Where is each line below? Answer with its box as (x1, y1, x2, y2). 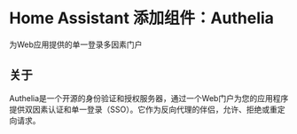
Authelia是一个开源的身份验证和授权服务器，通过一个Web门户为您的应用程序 (9, 92, 289, 103)
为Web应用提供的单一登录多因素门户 (9, 39, 143, 50)
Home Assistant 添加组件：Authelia (9, 8, 275, 28)
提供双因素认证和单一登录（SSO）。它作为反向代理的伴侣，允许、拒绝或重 (9, 104, 277, 114)
